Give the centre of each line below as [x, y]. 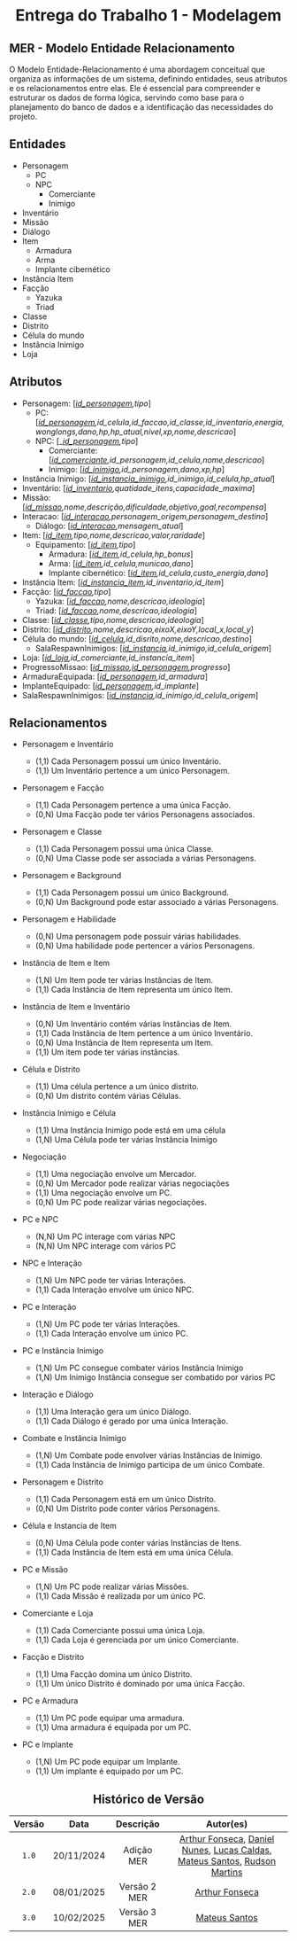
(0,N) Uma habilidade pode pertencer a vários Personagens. [145, 946]
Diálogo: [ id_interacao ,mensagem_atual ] [109, 526]
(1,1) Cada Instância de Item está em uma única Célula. [134, 1553]
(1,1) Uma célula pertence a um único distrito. [117, 1087]
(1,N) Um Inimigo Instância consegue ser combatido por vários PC [155, 1377]
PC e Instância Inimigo [63, 1351]
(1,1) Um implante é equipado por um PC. [109, 1771]
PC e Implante [47, 1745]
